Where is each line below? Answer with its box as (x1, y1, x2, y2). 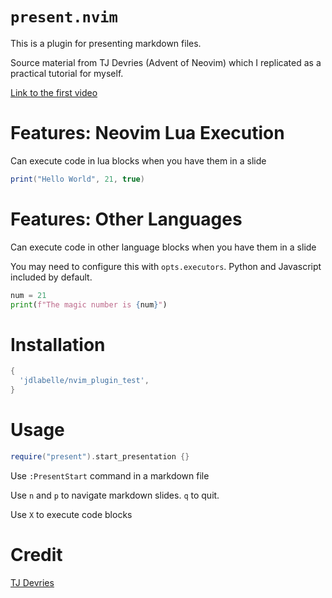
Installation (10, 333, 106, 356)
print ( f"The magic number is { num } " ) (10, 299, 168, 310)
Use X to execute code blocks (10, 508, 133, 520)
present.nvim (10, 8, 118, 27)
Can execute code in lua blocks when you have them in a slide (10, 154, 267, 167)
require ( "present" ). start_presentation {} (10, 451, 190, 462)
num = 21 (10, 290, 47, 300)
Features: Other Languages (10, 208, 243, 230)
